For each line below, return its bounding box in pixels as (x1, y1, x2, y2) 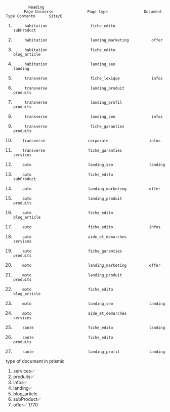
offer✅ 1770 (13, 402, 38, 407)
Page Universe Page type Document (24, 9, 162, 14)
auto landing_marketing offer (22, 186, 161, 191)
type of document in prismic (6, 358, 65, 364)
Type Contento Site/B (6, 14, 63, 19)
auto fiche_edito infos (22, 225, 161, 230)
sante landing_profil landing (22, 349, 165, 354)
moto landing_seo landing (22, 301, 165, 306)
